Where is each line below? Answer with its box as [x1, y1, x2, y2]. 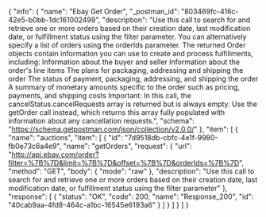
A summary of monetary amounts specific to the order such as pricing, [8, 82, 241, 92]
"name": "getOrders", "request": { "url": [63, 142, 192, 150]
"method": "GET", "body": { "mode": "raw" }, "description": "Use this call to [8, 166, 255, 176]
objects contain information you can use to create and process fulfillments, [8, 49, 254, 58]
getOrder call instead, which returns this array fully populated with [8, 108, 226, 117]
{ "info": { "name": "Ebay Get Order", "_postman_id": [8, 7, 180, 16]
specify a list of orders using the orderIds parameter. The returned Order [8, 40, 246, 50]
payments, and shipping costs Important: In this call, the [8, 91, 192, 100]
